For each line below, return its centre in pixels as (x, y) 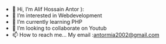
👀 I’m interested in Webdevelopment (57, 15)
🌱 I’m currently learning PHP (47, 22)
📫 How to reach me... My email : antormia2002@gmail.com (86, 35)
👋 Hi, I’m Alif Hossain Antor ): (48, 9)
